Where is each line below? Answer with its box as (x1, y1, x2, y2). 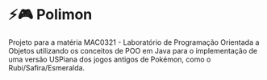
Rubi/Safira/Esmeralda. (8, 62, 86, 72)
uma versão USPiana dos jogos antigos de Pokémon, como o (8, 54, 211, 64)
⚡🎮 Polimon (8, 6, 93, 24)
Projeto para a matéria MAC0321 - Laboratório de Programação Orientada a (8, 37, 260, 47)
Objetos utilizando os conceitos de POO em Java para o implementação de (8, 46, 258, 55)
